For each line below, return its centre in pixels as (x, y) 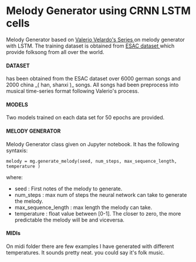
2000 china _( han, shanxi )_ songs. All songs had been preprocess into (92, 85)
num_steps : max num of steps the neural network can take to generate (101, 194)
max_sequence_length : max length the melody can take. (83, 207)
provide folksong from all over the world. (55, 52)
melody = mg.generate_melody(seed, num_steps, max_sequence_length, (92, 161)
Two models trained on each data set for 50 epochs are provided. (85, 117)
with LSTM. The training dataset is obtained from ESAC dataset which (90, 46)
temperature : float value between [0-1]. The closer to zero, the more (98, 213)
